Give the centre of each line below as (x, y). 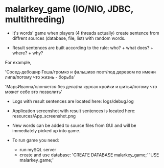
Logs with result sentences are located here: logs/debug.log (73, 101)
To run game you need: (36, 140)
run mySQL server (38, 149)
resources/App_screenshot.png (44, 116)
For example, (18, 62)
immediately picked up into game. (46, 130)
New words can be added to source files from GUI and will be (74, 125)
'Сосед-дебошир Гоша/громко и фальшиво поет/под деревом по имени (81, 72)
